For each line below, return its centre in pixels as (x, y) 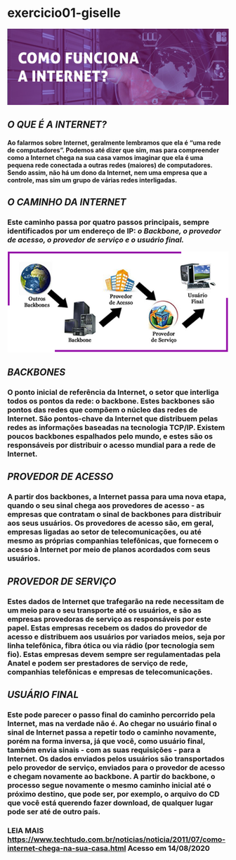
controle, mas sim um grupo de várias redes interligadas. (92, 180)
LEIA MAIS (26, 830)
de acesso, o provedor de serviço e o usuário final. (96, 240)
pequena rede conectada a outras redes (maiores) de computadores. (110, 165)
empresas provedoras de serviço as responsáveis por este (109, 619)
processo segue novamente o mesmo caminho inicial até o (110, 785)
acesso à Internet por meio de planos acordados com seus (109, 550)
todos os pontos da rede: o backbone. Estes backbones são (111, 401)
